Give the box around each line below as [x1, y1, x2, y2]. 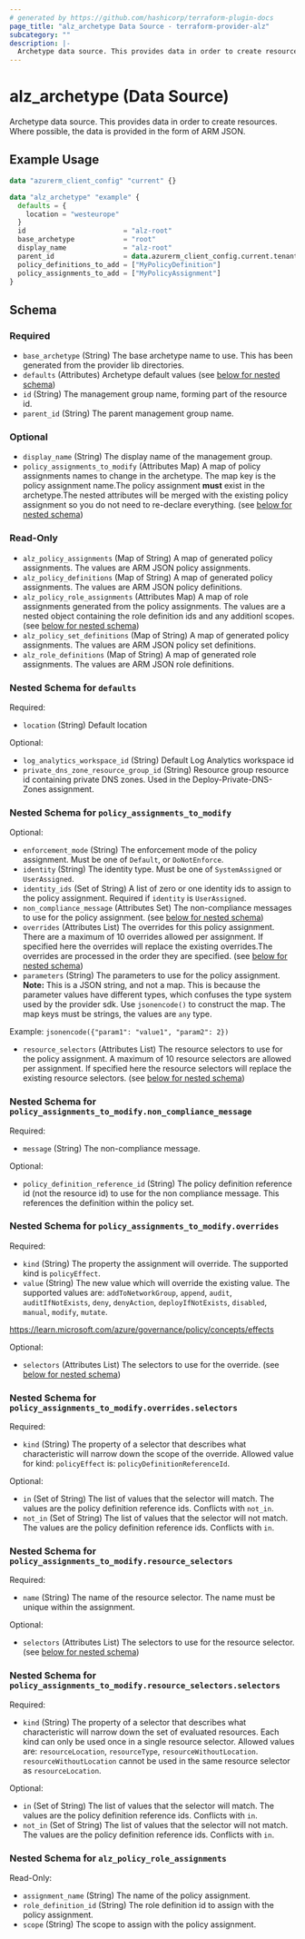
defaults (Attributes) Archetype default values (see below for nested [22, 370, 280, 381]
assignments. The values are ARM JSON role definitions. [22, 658, 234, 669]
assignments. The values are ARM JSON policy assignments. [22, 562, 251, 573]
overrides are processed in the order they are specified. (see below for [22, 951, 288, 962]
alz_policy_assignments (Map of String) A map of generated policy [22, 552, 273, 563]
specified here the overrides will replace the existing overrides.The [22, 941, 273, 952]
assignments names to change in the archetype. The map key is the [22, 470, 277, 481]
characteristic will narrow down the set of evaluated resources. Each [22, 1726, 280, 1737]
